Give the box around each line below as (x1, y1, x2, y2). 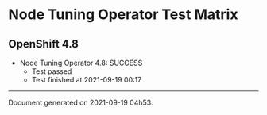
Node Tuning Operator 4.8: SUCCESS (19, 58, 143, 67)
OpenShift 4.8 (8, 37, 79, 51)
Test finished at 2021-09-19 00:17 (31, 75, 142, 84)
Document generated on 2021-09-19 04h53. (8, 98, 153, 107)
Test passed (31, 67, 72, 76)
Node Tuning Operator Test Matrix (8, 6, 238, 24)
